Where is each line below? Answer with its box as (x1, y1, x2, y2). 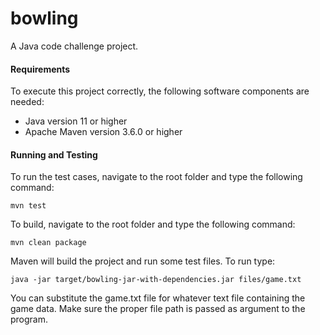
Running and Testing (10, 148, 98, 161)
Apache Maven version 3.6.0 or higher (24, 126, 183, 138)
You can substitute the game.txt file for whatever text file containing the (10, 292, 306, 304)
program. (10, 313, 49, 326)
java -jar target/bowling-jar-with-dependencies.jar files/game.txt (10, 275, 302, 285)
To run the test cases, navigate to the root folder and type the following (10, 171, 303, 183)
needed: (10, 96, 45, 108)
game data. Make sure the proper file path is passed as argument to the (10, 303, 306, 315)
